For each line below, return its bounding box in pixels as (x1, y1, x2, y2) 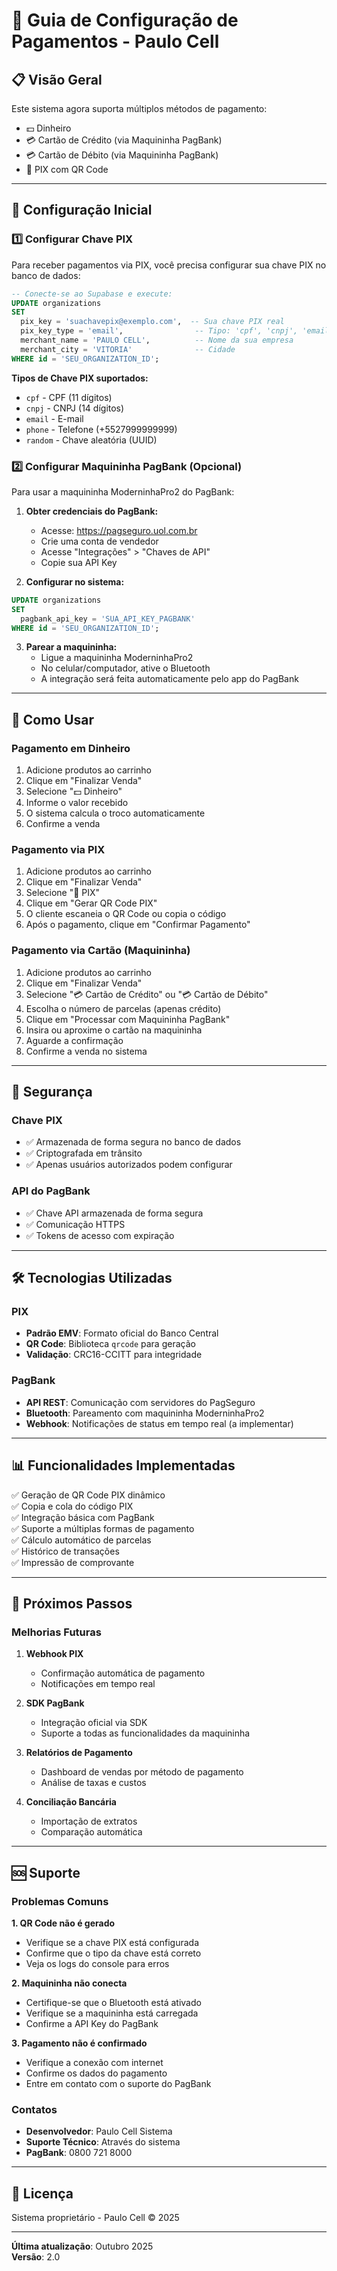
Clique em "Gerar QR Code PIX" (25, 897, 158, 909)
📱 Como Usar (11, 711, 95, 728)
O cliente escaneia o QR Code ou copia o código (25, 908, 227, 920)
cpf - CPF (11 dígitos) (25, 391, 113, 403)
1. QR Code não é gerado (11, 1917, 116, 1929)
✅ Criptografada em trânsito (25, 1147, 143, 1159)
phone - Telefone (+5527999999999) (25, 423, 178, 435)
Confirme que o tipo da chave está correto (25, 1947, 202, 1959)
